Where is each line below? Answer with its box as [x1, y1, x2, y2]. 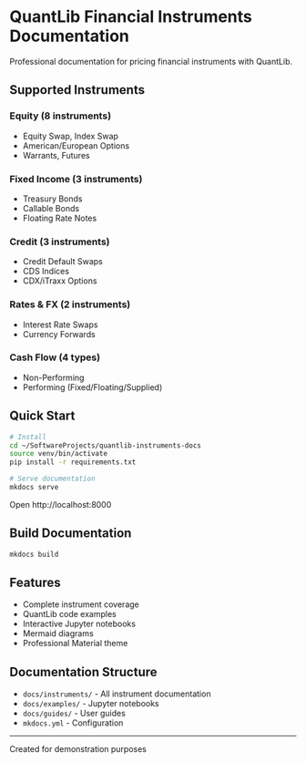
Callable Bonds [22, 202, 80, 213]
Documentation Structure [9, 664, 158, 680]
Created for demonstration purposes [9, 744, 148, 755]
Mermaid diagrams [22, 628, 94, 639]
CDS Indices [22, 266, 70, 277]
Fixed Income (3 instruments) [9, 172, 143, 185]
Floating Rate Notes [22, 212, 97, 223]
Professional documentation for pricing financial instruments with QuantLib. [9, 56, 293, 67]
